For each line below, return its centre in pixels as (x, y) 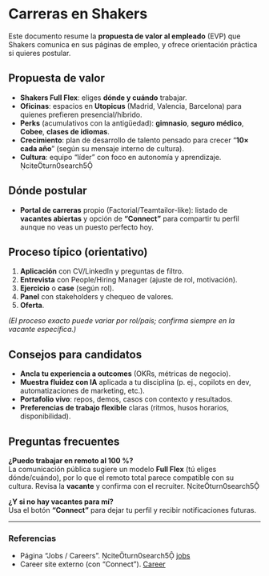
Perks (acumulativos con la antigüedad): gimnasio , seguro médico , (132, 123)
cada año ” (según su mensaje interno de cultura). (102, 148)
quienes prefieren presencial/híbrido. (81, 114)
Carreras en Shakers (78, 14)
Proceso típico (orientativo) (78, 252)
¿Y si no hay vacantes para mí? (61, 502)
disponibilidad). (45, 416)
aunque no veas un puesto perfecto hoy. (87, 227)
